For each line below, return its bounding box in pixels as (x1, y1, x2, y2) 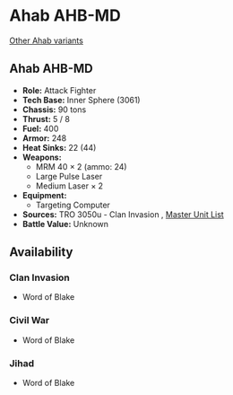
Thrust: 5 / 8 (22, 113, 70, 124)
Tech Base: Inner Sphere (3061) (22, 94, 141, 105)
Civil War (9, 314, 50, 327)
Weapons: (22, 152, 62, 162)
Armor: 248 (22, 132, 67, 144)
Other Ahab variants (9, 35, 83, 46)
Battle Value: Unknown (22, 218, 109, 229)
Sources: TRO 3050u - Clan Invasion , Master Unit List (22, 208, 224, 220)
